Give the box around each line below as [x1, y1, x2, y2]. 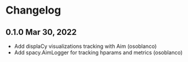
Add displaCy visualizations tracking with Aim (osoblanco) [14, 43, 157, 50]
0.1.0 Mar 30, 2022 [5, 27, 77, 37]
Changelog [5, 4, 61, 17]
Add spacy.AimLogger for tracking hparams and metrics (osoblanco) [14, 49, 183, 56]
